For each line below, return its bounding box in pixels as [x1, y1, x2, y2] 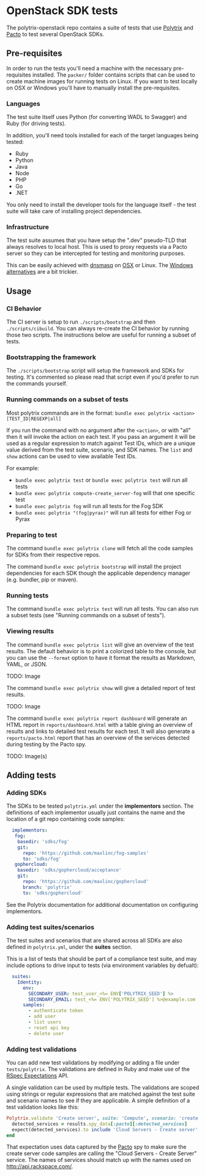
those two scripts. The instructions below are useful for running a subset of [6, 332, 196, 339]
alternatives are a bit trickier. [6, 268, 78, 276]
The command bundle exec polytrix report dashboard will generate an [6, 715, 188, 722]
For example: [6, 464, 40, 472]
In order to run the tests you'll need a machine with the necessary [6, 64, 173, 72]
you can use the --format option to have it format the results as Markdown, [6, 654, 196, 661]
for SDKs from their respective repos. [6, 551, 101, 558]
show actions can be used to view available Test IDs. [6, 452, 137, 460]
